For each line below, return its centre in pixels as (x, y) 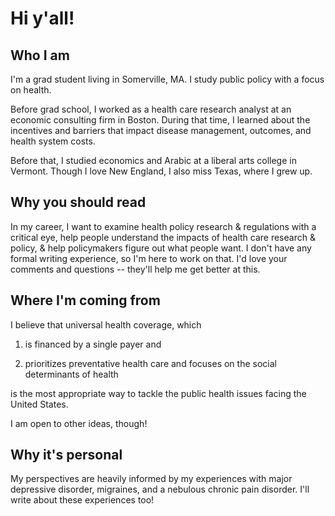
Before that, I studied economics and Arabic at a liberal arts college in (153, 160)
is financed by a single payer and (93, 344)
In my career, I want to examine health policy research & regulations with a (163, 226)
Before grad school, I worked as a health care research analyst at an (151, 109)
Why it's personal (66, 455)
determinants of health (71, 374)
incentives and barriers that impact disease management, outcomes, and (161, 130)
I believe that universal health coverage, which (106, 324)
